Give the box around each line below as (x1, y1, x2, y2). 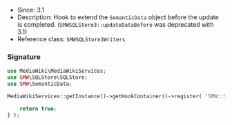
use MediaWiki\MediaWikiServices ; (7, 68, 107, 75)
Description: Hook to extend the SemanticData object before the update (17, 13, 219, 21)
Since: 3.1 (17, 6, 45, 14)
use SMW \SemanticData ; (7, 80, 72, 88)
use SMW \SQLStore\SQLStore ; (7, 74, 88, 81)
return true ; (19, 105, 57, 112)
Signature (7, 52, 41, 61)
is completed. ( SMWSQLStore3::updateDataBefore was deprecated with (17, 21, 214, 28)
